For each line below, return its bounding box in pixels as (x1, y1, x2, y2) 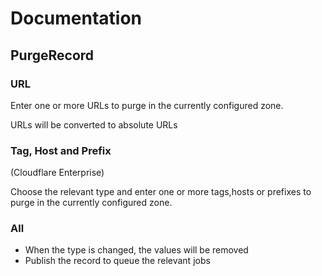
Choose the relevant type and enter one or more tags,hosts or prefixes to (10, 186, 312, 198)
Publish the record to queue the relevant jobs (24, 255, 211, 267)
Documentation (10, 7, 143, 30)
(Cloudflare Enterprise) (10, 167, 105, 179)
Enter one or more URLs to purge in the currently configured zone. (10, 99, 284, 111)
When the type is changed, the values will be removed (24, 244, 249, 256)
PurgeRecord (10, 47, 95, 64)
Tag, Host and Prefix (10, 143, 112, 157)
